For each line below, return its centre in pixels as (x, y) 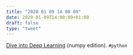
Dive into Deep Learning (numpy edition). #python (67, 45)
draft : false (22, 23)
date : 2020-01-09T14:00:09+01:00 (48, 17)
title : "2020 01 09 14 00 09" (44, 12)
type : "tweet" (24, 28)
